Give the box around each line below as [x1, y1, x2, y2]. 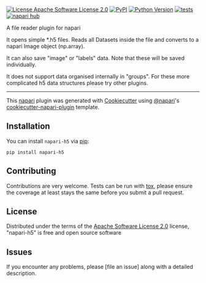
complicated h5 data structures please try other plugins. [6, 80, 148, 86]
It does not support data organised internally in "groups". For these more [6, 73, 190, 80]
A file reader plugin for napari [6, 25, 81, 31]
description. [6, 270, 37, 277]
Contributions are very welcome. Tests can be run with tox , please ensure [6, 182, 193, 189]
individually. [6, 61, 37, 68]
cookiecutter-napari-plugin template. [6, 104, 100, 110]
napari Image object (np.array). [6, 43, 85, 50]
